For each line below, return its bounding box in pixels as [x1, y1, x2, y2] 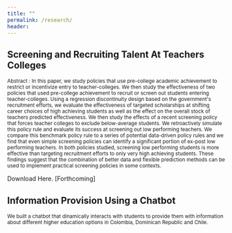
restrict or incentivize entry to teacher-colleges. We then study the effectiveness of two [7, 84, 215, 91]
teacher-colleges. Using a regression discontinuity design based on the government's [7, 96, 211, 103]
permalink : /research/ [7, 17, 73, 24]
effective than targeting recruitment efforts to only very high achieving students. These [7, 150, 214, 158]
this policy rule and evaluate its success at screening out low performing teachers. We [7, 126, 213, 133]
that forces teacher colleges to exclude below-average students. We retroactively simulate [7, 120, 223, 127]
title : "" [7, 10, 36, 17]
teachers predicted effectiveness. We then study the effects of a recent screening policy [7, 114, 218, 121]
